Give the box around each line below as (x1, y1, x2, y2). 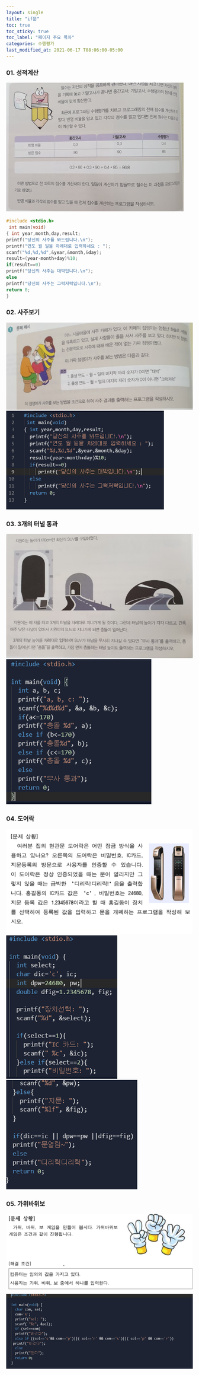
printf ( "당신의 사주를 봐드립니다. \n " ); (6, 237, 94, 243)
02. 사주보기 (6, 308, 40, 317)
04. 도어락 (6, 814, 34, 823)
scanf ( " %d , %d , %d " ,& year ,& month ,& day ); (6, 249, 102, 255)
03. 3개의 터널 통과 (6, 520, 58, 528)
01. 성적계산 (6, 68, 39, 77)
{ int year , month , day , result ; (6, 230, 81, 237)
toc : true (6, 22, 31, 28)
